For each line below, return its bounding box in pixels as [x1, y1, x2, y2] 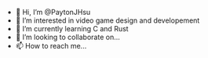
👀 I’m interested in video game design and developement [15, 16, 200, 25]
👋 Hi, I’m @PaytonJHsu [15, 8, 91, 16]
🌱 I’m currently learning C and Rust [15, 24, 129, 33]
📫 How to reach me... [15, 42, 87, 50]
